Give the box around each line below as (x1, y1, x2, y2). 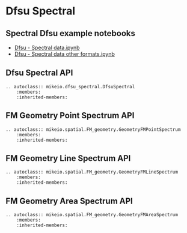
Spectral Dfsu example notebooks (5, 28, 136, 38)
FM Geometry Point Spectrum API (5, 110, 135, 121)
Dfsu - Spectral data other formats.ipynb (14, 50, 115, 58)
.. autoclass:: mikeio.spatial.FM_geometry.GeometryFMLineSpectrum (5, 169, 179, 175)
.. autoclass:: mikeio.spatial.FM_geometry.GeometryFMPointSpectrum (5, 126, 181, 133)
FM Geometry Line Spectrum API (5, 153, 131, 163)
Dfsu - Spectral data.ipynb (14, 44, 80, 51)
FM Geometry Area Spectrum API (5, 196, 133, 206)
